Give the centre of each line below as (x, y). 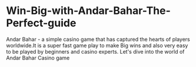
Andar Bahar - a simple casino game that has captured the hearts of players (98, 39)
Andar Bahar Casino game (38, 58)
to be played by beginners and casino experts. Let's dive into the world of (95, 51)
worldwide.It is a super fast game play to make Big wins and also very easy (97, 45)
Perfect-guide (41, 23)
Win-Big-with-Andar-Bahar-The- (88, 11)
